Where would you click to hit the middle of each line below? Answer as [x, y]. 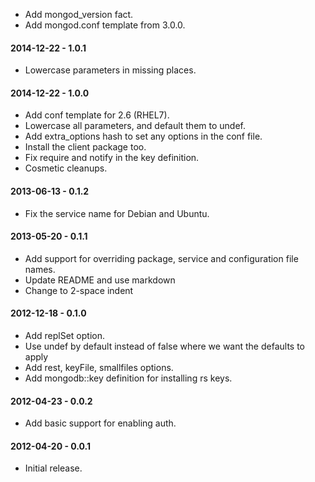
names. [40, 269]
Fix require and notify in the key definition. [112, 158]
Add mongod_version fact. [79, 14]
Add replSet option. [64, 336]
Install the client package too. [85, 147]
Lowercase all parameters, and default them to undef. [135, 126]
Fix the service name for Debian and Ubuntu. [117, 213]
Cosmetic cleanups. [66, 168]
